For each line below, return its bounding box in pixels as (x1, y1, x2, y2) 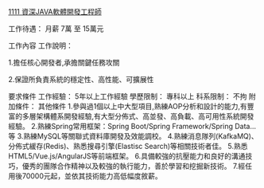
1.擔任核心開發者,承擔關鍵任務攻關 (8, 58, 120, 67)
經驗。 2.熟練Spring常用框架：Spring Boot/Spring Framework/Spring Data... (8, 122, 257, 131)
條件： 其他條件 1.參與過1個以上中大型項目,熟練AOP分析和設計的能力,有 (14, 102, 248, 111)
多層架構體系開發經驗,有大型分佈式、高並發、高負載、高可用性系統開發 (21, 112, 254, 121)
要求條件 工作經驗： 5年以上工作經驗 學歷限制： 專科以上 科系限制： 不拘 (8, 92, 247, 101)
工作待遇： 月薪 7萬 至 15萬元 (8, 24, 104, 33)
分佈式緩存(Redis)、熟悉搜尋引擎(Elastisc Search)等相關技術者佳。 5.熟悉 (8, 142, 248, 151)
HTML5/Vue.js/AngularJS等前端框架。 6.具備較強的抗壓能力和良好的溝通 (8, 151, 246, 161)
